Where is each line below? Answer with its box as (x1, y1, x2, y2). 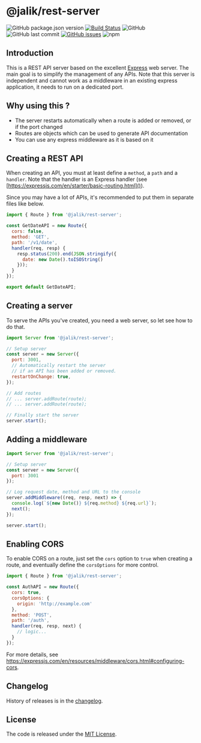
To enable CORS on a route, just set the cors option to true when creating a (6, 555, 193, 562)
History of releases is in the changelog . (6, 697, 103, 704)
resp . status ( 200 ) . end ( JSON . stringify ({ (17, 251, 117, 257)
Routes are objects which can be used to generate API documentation (14, 130, 188, 137)
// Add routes (6, 390, 42, 396)
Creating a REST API (6, 153, 83, 163)
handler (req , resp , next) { (11, 623, 82, 629)
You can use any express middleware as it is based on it (14, 136, 154, 143)
